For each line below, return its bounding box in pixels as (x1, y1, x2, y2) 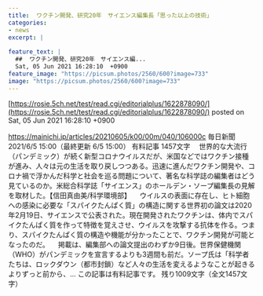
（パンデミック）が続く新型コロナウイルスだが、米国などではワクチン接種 (8, 151, 250, 161)
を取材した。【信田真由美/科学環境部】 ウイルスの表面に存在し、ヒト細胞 (8, 190, 250, 200)
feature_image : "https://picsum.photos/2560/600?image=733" (8, 70, 210, 78)
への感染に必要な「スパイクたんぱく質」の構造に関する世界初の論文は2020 (8, 200, 253, 210)
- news (8, 26, 30, 34)
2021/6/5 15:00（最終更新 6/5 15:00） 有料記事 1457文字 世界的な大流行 (8, 141, 247, 151)
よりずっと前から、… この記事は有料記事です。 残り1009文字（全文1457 (8, 269, 241, 279)
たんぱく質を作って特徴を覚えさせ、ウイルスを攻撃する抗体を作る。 (21, 220, 242, 229)
